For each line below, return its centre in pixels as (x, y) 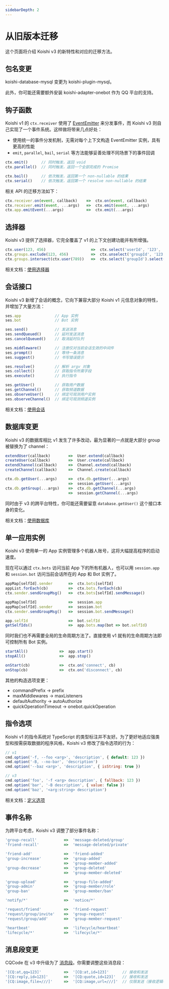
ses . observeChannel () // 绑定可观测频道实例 (50, 399)
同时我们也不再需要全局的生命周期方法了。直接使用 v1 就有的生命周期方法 (81, 636)
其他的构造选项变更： (27, 680)
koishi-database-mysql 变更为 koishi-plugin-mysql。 (60, 82)
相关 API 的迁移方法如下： (32, 191)
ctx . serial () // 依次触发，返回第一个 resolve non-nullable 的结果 (76, 181)
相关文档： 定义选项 (25, 800)
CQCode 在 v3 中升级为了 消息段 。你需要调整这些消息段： (65, 963)
